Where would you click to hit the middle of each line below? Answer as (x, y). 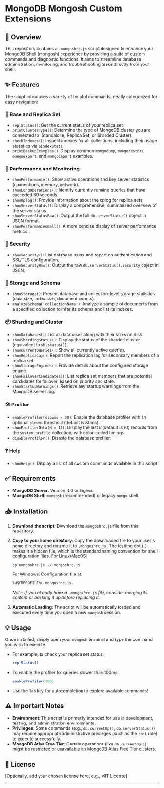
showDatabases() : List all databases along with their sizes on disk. (78, 335)
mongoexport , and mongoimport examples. (53, 156)
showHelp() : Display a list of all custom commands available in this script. (85, 463)
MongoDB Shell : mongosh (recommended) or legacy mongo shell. (76, 495)
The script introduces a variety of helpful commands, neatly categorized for (81, 96)
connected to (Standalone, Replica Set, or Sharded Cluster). (72, 135)
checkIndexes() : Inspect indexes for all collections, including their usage (84, 141)
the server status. (30, 211)
